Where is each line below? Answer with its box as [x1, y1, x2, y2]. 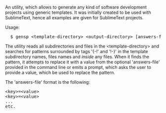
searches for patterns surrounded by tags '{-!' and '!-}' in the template [5, 49, 148, 54]
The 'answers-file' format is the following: [5, 79, 90, 85]
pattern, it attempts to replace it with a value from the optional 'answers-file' [5, 59, 160, 65]
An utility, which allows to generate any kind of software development [5, 4, 147, 10]
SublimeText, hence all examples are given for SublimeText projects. [5, 15, 144, 20]
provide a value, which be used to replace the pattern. [5, 69, 115, 75]
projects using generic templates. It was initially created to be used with [5, 9, 152, 15]
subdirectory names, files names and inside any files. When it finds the [5, 54, 149, 59]
